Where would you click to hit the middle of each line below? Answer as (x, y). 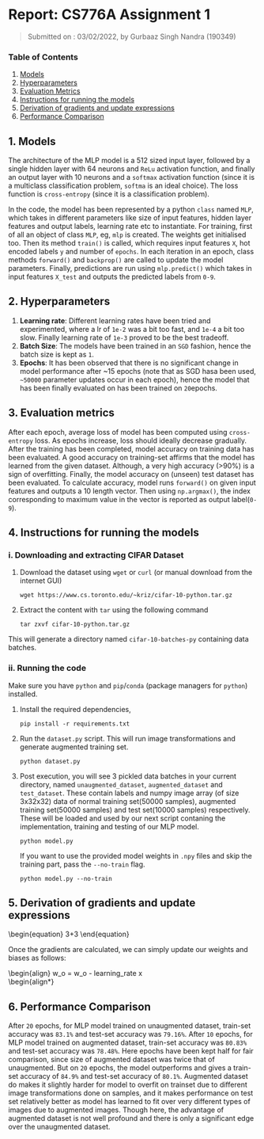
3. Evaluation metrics (61, 413)
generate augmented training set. (74, 747)
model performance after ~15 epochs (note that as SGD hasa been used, (138, 371)
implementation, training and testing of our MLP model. (109, 826)
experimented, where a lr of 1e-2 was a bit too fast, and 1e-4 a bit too (132, 329)
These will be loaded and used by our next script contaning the (123, 818)
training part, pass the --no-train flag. (82, 864)
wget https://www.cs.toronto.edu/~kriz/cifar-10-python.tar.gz (126, 596)
